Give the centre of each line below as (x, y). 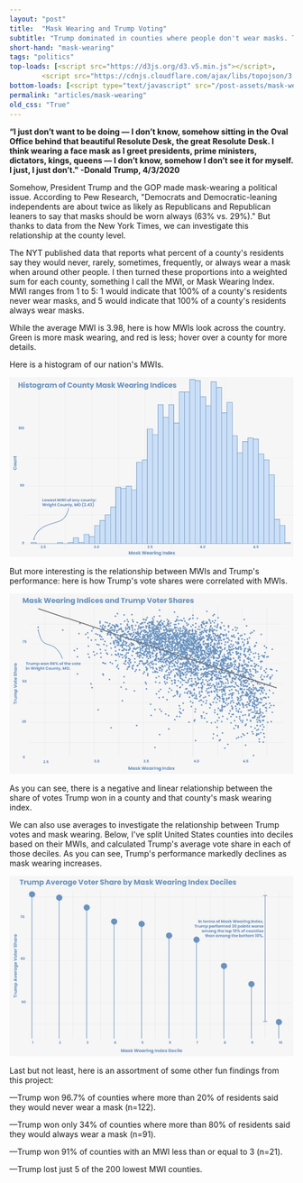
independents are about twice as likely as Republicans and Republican (140, 206)
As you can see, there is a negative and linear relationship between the (141, 788)
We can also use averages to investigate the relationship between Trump (144, 825)
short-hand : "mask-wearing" (62, 48)
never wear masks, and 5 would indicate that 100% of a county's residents (148, 300)
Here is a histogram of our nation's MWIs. (87, 364)
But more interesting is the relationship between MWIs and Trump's (134, 572)
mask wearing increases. (55, 863)
